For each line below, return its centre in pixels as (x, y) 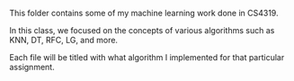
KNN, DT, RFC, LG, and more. (64, 40)
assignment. (32, 67)
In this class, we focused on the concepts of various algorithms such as (142, 30)
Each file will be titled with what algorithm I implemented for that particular (147, 57)
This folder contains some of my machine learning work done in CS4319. (144, 13)
